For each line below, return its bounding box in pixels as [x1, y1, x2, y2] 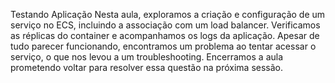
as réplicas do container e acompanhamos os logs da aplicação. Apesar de [10, 30, 320, 41]
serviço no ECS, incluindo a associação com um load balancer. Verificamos [10, 19, 321, 31]
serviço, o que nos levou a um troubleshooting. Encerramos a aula [10, 51, 284, 63]
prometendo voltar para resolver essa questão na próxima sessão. [10, 62, 284, 73]
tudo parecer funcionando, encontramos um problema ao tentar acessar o [10, 40, 317, 52]
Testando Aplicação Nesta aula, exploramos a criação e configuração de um [10, 9, 326, 20]
